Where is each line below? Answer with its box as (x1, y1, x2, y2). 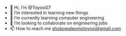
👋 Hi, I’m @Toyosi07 (9, 5, 51, 10)
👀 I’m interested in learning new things (9, 10, 88, 16)
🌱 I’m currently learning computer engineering (9, 15, 104, 20)
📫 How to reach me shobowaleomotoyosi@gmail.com (9, 26, 122, 31)
